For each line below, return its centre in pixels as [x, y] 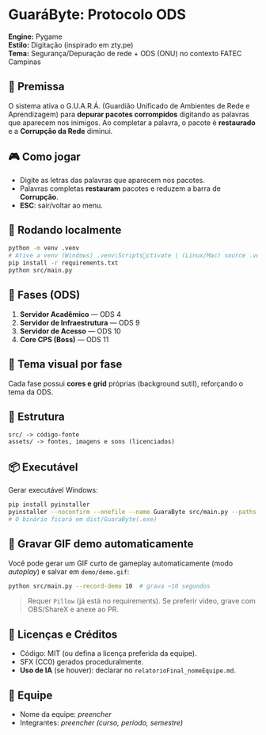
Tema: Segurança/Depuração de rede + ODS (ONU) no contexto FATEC [125, 53]
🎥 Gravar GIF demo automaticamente [101, 544]
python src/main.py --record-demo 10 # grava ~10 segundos [110, 586]
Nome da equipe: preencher [66, 714]
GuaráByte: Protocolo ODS [97, 15]
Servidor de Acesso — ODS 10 [70, 331]
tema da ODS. [31, 392]
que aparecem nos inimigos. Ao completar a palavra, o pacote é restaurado [132, 122]
